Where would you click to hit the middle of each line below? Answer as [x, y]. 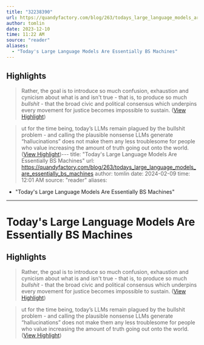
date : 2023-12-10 [28, 29]
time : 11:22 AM [25, 35]
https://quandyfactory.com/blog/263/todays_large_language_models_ [108, 167]
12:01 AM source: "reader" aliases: [64, 180]
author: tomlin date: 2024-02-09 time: [142, 173]
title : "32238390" [29, 12]
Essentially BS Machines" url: [58, 160]
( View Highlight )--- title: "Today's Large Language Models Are [99, 154]
